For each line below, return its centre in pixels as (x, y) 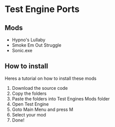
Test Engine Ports (42, 9)
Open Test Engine (30, 104)
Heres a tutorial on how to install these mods (51, 78)
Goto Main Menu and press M (42, 109)
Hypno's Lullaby (28, 40)
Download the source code (40, 88)
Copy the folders (29, 93)
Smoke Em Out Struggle (36, 45)
